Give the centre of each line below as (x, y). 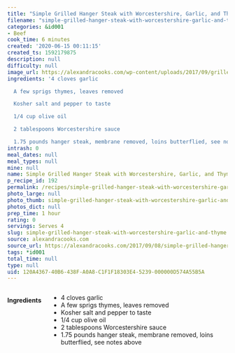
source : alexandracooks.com (48, 239)
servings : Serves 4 (36, 226)
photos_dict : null (34, 207)
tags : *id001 (26, 252)
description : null (34, 59)
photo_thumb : (26, 200)
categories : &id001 (36, 27)
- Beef (17, 33)
